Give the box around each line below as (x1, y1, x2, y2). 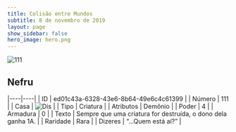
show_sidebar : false (7, 29, 68, 37)
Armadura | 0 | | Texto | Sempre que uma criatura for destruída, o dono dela (7, 110, 228, 118)
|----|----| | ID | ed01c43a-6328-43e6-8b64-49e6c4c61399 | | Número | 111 (7, 94, 229, 103)
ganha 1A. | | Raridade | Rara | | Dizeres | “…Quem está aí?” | (7, 117, 182, 125)
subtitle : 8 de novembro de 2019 (7, 17, 106, 24)
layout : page (7, 23, 46, 30)
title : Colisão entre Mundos (7, 10, 93, 18)
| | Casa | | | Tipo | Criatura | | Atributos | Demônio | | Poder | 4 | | (7, 102, 213, 110)
